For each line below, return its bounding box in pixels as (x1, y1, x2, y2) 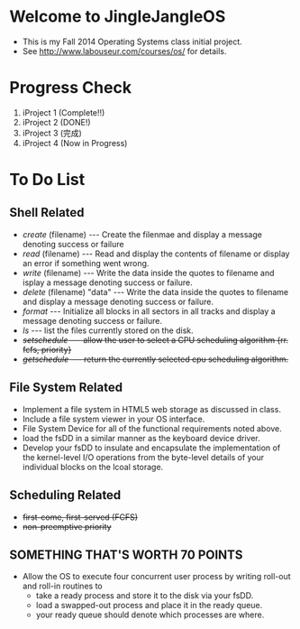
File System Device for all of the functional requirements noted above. (22, 422, 282, 434)
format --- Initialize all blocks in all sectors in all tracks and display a (22, 305, 277, 317)
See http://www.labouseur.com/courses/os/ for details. (22, 45, 227, 56)
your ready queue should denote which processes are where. (35, 609, 265, 620)
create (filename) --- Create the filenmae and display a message (22, 228, 263, 240)
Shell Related (9, 205, 85, 220)
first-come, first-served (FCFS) (22, 512, 138, 523)
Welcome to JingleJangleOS (9, 6, 226, 27)
